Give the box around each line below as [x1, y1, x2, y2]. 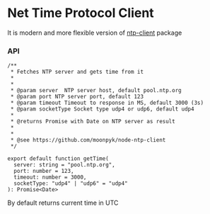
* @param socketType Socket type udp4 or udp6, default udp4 [10, 106, 194, 113]
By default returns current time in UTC [7, 198, 119, 207]
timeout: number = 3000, [13, 174, 87, 181]
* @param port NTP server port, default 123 [10, 94, 144, 101]
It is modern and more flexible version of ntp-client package [7, 28, 182, 37]
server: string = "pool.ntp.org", [13, 162, 115, 169]
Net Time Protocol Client [7, 5, 154, 21]
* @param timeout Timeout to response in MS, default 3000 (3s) [10, 99, 204, 107]
